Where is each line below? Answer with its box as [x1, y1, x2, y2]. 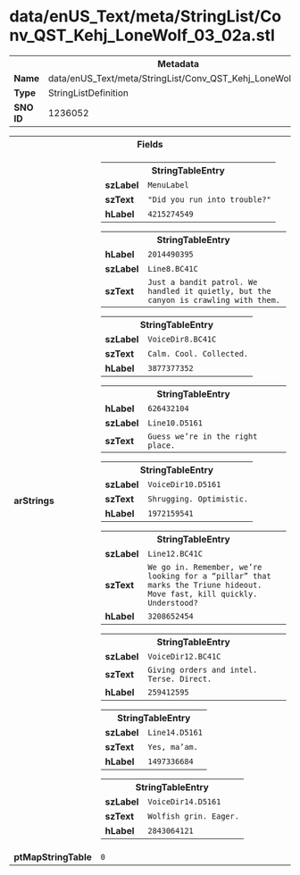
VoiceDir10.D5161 [146, 479, 221, 489]
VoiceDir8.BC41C [146, 333, 217, 344]
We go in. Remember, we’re [146, 561, 262, 572]
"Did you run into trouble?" [146, 194, 271, 205]
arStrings [13, 494, 55, 507]
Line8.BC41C [146, 264, 198, 273]
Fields [137, 138, 163, 150]
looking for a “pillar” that [146, 570, 271, 581]
